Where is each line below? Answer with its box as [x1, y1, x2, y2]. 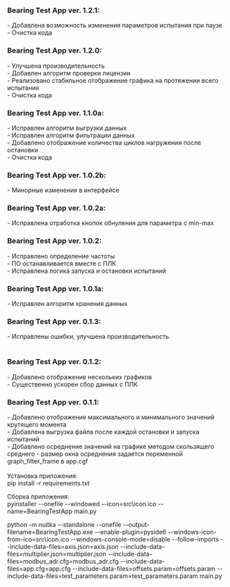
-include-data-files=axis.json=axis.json [7, 542, 119, 550]
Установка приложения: [7, 472, 78, 480]
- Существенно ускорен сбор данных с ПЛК [7, 380, 138, 388]
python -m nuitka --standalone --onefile [7, 520, 122, 528]
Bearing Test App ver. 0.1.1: [7, 397, 99, 407]
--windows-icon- [168, 528, 217, 536]
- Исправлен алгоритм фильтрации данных [7, 131, 135, 139]
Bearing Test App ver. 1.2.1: [7, 6, 100, 15]
